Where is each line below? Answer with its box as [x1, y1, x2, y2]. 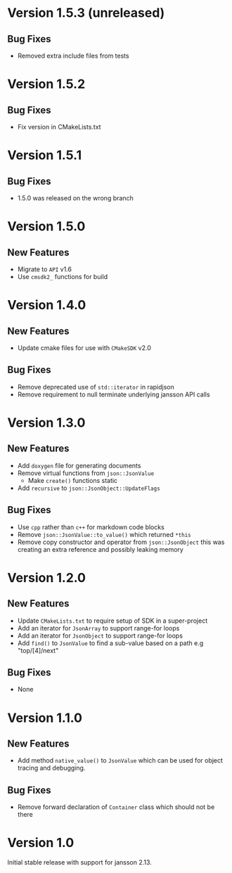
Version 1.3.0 [7, 415, 86, 430]
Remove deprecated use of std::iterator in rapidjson [17, 382, 174, 391]
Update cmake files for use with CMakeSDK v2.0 [17, 344, 151, 352]
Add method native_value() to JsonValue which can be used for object [17, 756, 224, 765]
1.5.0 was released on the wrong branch [17, 194, 134, 202]
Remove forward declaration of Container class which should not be [17, 803, 215, 811]
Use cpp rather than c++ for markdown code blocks [17, 522, 165, 531]
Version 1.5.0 [7, 219, 86, 235]
